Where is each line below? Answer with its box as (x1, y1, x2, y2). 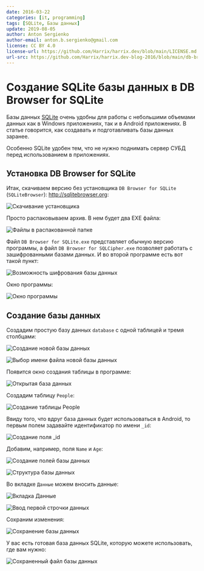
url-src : (6, 54, 29, 60)
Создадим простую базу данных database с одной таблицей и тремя (6, 326, 184, 334)
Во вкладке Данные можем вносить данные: (6, 480, 119, 488)
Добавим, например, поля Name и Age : (6, 445, 103, 453)
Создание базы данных (6, 310, 101, 321)
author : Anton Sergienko (6, 32, 69, 38)
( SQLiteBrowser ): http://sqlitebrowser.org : (6, 191, 109, 198)
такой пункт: (6, 258, 39, 265)
